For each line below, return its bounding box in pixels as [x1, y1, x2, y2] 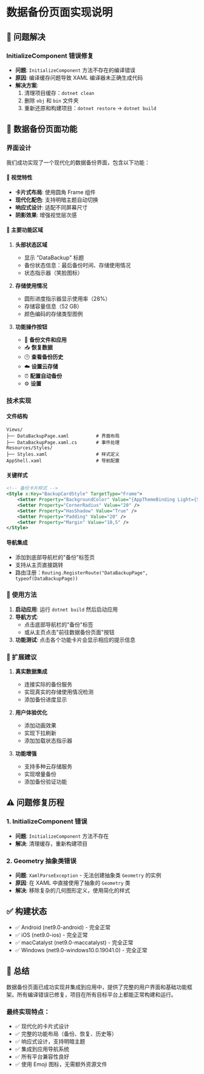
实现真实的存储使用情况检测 [24, 688, 94, 696]
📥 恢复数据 [24, 343, 53, 350]
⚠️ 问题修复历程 [6, 798, 65, 808]
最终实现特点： [6, 1008, 50, 1016]
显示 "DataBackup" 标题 [24, 254, 84, 261]
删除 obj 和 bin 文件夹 [24, 97, 79, 104]
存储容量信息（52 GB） [24, 302, 83, 310]
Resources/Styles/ [6, 445, 53, 451]
